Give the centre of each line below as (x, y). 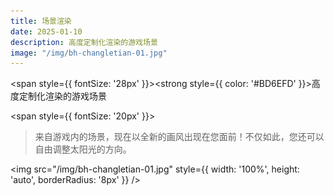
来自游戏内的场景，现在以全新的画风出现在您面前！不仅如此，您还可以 (179, 137)
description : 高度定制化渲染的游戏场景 (84, 42)
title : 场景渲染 (41, 21)
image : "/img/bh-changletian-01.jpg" (89, 53)
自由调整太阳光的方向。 (83, 149)
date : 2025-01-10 (46, 31)
